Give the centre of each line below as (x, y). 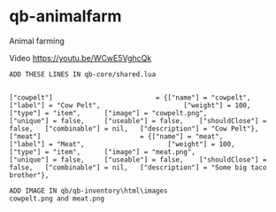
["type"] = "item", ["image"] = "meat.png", (103, 152)
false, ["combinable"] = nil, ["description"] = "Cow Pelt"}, (134, 129)
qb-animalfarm (65, 16)
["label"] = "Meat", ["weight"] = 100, (123, 144)
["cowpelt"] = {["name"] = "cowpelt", (130, 98)
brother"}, (29, 175)
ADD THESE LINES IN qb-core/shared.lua (83, 74)
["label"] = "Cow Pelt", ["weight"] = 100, (130, 105)
